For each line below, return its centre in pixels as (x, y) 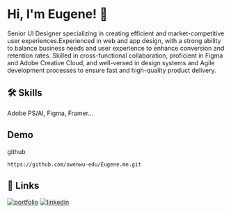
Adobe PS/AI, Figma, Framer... (50, 113)
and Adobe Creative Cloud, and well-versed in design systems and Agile (111, 62)
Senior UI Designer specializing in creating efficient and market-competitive (116, 33)
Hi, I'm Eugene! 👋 (57, 14)
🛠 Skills (25, 93)
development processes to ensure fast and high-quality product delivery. (112, 70)
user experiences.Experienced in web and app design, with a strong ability (114, 40)
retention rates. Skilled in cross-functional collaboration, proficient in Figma (115, 56)
